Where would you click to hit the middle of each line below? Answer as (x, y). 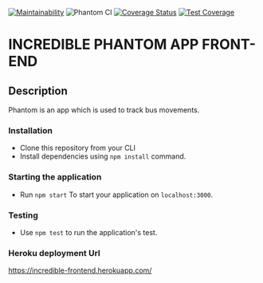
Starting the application (55, 177)
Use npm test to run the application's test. (88, 232)
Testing (23, 215)
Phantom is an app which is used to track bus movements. (104, 110)
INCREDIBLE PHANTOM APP (104, 45)
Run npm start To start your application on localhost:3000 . (116, 195)
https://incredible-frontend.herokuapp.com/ (80, 270)
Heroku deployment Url (55, 253)
